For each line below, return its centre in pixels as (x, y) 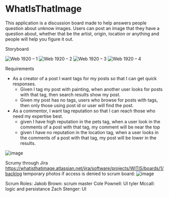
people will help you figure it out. (39, 39)
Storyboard (17, 49)
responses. (24, 84)
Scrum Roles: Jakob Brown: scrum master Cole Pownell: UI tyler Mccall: (80, 183)
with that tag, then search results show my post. (70, 94)
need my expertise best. (38, 116)
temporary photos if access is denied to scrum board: (79, 174)
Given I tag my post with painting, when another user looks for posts (91, 89)
